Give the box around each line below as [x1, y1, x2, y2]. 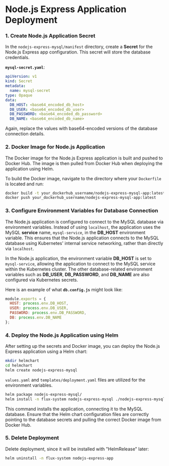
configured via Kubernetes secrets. [5, 277, 78, 283]
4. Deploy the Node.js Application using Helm [5, 332, 119, 339]
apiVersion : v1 [5, 74, 37, 79]
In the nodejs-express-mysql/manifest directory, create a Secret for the [5, 44, 153, 50]
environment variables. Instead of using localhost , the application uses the [5, 224, 161, 230]
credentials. [5, 55, 30, 61]
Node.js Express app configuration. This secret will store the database [5, 49, 151, 55]
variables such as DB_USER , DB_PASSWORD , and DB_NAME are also [5, 271, 150, 277]
